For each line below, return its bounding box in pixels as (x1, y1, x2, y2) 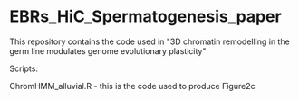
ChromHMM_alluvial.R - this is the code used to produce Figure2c (9, 80, 256, 91)
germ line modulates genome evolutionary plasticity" (9, 45, 207, 56)
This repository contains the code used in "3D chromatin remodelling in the (9, 36, 290, 47)
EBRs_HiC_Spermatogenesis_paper (9, 6, 283, 27)
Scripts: (9, 63, 39, 74)
